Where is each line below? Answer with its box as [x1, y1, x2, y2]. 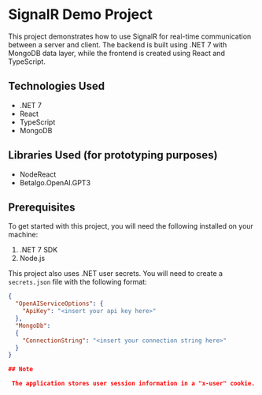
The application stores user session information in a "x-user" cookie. [11, 380, 256, 388]
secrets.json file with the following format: [8, 278, 147, 287]
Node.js [19, 254, 46, 263]
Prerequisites [8, 200, 76, 214]
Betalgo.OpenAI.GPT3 [19, 177, 91, 187]
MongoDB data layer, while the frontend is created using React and [8, 48, 226, 58]
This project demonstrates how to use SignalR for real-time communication [8, 32, 252, 41]
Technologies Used [8, 80, 105, 93]
